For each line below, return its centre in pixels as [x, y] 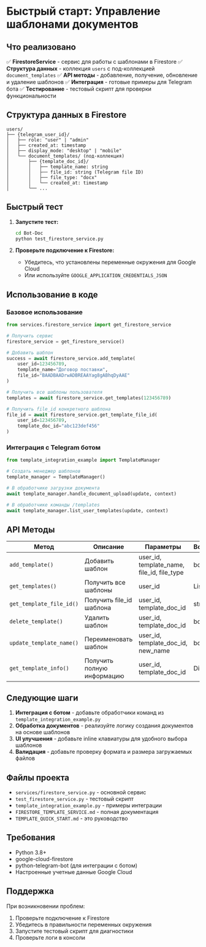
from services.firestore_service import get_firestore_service [89, 325]
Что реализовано [41, 47]
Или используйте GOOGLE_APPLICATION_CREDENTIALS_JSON [96, 275]
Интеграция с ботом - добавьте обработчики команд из [90, 713]
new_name [154, 651]
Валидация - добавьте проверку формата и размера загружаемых [104, 752]
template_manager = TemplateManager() [56, 477]
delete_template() [36, 622]
